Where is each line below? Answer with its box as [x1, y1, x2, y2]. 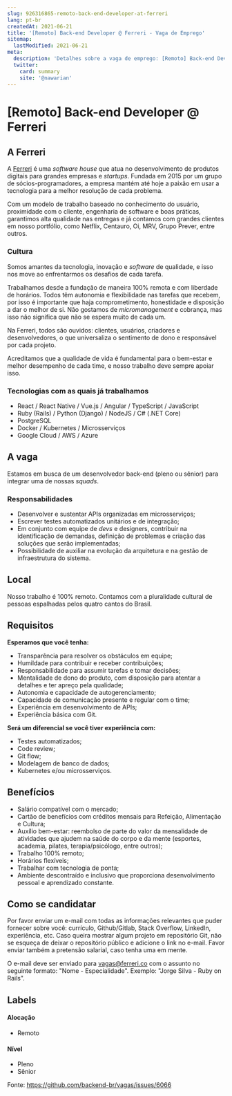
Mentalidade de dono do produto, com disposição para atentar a [17, 674, 202, 682]
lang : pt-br [7, 17, 41, 24]
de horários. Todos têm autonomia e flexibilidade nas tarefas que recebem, [7, 290, 221, 299]
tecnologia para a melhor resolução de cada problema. [7, 187, 164, 195]
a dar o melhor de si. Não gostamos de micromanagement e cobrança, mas [7, 305, 222, 313]
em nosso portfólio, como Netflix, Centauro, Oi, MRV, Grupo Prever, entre [7, 222, 215, 230]
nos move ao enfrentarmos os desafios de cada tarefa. [7, 270, 164, 278]
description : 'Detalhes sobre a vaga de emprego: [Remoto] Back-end [13, 55, 215, 62]
